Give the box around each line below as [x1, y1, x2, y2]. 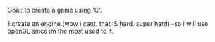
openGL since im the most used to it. [7, 27, 114, 35]
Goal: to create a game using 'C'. [7, 6, 102, 14]
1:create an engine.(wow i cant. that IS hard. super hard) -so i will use [7, 20, 209, 27]
